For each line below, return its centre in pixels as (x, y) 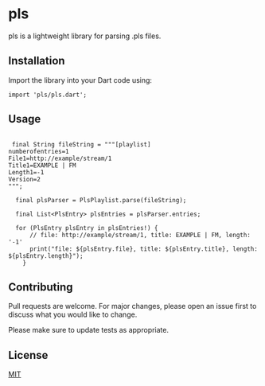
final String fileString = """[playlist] (81, 144)
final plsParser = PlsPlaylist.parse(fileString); (101, 200)
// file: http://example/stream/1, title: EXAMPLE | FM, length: (140, 235)
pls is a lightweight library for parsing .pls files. (85, 36)
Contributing (41, 287)
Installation (37, 61)
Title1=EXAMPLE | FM (43, 165)
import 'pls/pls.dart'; (48, 95)
